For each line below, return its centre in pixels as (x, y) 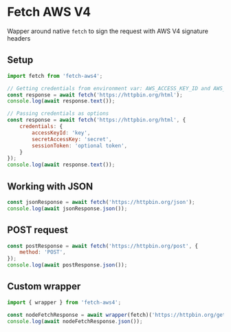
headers (19, 38)
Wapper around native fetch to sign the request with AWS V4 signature (108, 31)
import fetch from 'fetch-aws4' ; (55, 76)
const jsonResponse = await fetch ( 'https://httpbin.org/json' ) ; (101, 202)
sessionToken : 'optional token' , (80, 145)
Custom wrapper (44, 287)
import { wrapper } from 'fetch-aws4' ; (64, 302)
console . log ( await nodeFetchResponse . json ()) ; (75, 321)
